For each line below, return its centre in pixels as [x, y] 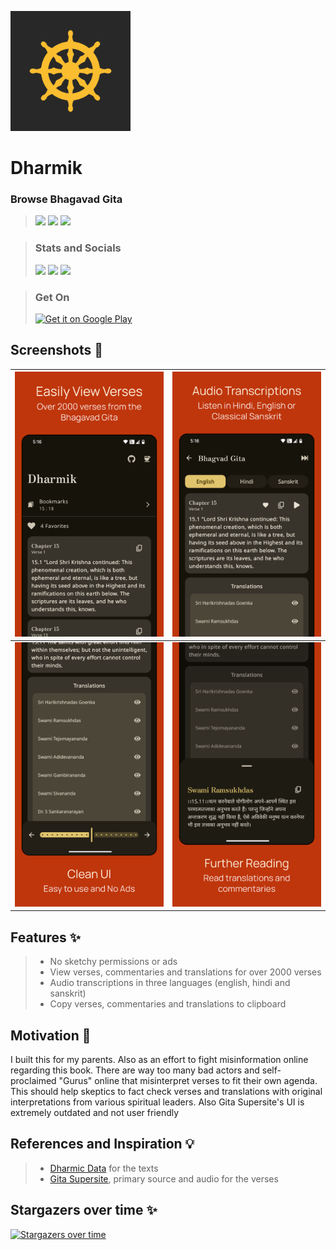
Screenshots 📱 [57, 350]
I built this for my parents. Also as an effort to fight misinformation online [159, 1059]
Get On [52, 297]
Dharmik [46, 168]
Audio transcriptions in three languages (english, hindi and [170, 983]
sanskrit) [68, 993]
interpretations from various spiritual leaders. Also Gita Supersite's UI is [157, 1102]
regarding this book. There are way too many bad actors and [135, 1070]
